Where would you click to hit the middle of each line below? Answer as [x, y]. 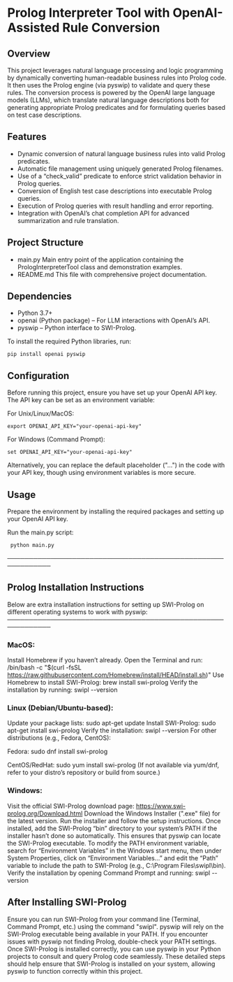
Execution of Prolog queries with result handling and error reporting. [115, 206]
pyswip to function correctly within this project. [75, 971]
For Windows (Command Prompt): [57, 439]
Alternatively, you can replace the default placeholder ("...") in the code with [116, 465]
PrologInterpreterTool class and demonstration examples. [100, 266]
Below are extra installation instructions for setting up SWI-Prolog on [106, 604]
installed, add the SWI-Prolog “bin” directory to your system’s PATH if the [112, 828]
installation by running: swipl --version [62, 690]
